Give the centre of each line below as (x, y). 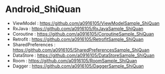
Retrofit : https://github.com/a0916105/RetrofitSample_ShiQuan (78, 39)
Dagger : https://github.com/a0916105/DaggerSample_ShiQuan (78, 66)
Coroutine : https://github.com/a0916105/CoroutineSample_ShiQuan (83, 34)
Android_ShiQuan (43, 9)
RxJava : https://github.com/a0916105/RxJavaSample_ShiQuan (78, 28)
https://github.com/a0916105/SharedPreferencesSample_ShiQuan (81, 50)
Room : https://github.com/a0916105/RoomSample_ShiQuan (75, 60)
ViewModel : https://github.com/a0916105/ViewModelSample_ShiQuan (86, 23)
